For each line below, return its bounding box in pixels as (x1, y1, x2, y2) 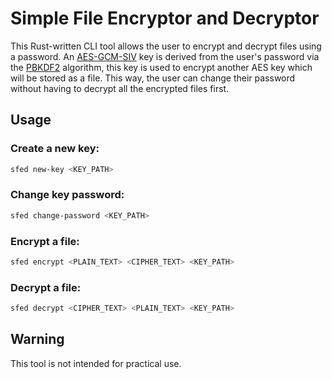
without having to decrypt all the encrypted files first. (10, 82, 230, 94)
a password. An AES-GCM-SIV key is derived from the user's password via (10, 50, 320, 62)
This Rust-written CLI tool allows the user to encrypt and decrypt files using (10, 40, 322, 52)
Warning (10, 331, 65, 348)
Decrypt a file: (10, 280, 82, 294)
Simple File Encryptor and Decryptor (10, 7, 320, 30)
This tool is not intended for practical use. (10, 357, 182, 369)
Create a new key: (10, 142, 100, 156)
